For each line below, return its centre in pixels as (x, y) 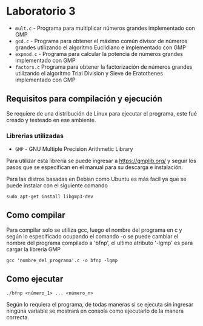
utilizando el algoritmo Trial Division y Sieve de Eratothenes (89, 73)
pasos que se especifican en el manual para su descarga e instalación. (95, 167)
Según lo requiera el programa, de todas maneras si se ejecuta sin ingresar (100, 304)
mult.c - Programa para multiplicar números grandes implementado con (105, 28)
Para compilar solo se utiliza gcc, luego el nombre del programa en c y (94, 230)
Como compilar (36, 215)
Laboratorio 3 (41, 11)
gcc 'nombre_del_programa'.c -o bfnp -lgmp (62, 260)
